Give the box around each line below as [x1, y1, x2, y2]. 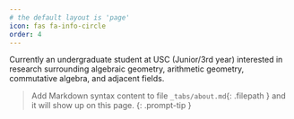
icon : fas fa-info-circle [9, 21, 106, 30]
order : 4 [9, 30, 42, 38]
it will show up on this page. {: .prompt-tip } [30, 100, 192, 111]
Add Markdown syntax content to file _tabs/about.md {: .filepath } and [30, 90, 287, 101]
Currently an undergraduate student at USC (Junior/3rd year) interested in [9, 55, 283, 65]
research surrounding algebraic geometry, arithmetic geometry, [9, 64, 245, 74]
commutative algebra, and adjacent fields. [9, 73, 165, 84]
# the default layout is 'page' [9, 13, 130, 22]
